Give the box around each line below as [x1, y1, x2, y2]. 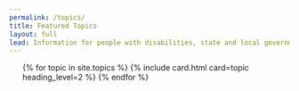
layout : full [9, 29, 58, 38]
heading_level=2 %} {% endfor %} [21, 72, 149, 83]
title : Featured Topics [9, 21, 98, 30]
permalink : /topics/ [9, 12, 86, 22]
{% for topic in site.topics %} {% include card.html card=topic [21, 62, 249, 73]
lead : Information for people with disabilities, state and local [9, 37, 261, 47]
